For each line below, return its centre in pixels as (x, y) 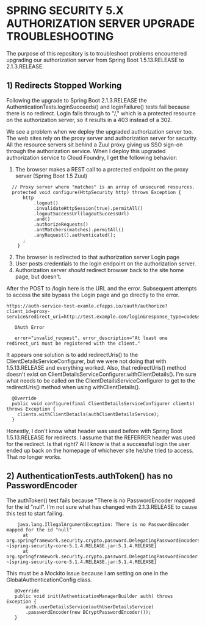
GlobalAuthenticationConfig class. (49, 580)
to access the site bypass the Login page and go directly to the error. (93, 295)
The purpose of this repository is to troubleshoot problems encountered (97, 53)
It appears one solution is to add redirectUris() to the (72, 354)
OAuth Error (30, 327)
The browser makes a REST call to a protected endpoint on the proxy (102, 169)
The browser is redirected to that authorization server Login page (97, 257)
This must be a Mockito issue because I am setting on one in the (87, 573)
